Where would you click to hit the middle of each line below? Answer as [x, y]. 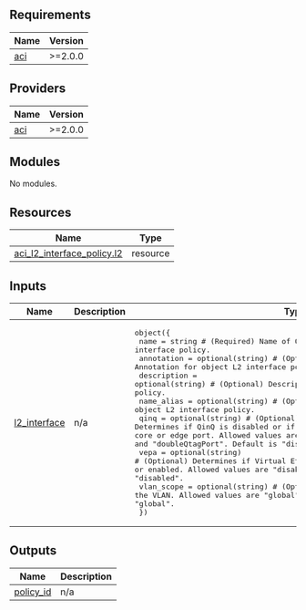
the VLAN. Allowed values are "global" [217, 496]
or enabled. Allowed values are [201, 470]
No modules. [33, 184]
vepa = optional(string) [190, 453]
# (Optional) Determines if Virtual [210, 461]
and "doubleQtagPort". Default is [206, 445]
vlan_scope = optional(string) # [208, 487]
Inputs [28, 286]
